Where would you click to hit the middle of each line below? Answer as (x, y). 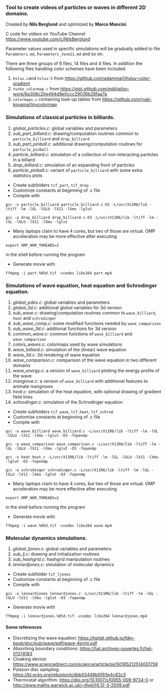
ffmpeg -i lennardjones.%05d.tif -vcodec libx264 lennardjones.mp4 (77, 616)
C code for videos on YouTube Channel (45, 34)
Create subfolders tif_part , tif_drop (51, 185)
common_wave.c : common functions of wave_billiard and (72, 334)
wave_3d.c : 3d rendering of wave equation (56, 355)
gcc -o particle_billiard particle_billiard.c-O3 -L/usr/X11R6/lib (77, 204)
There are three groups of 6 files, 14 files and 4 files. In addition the (74, 64)
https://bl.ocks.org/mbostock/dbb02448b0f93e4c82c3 (69, 675)
